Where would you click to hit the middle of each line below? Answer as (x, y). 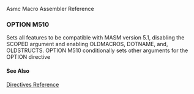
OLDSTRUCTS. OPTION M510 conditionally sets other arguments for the (97, 50)
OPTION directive (28, 57)
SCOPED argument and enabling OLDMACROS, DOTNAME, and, (87, 44)
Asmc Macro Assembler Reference (50, 9)
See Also (18, 71)
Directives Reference (33, 84)
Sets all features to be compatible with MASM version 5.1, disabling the (95, 38)
